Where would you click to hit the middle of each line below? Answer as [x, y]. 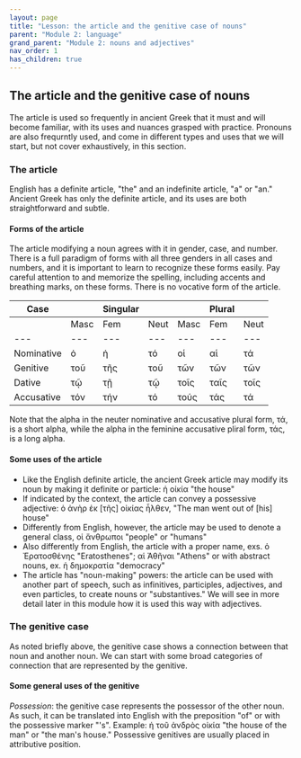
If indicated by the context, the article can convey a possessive [139, 498]
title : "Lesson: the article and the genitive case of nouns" [128, 26]
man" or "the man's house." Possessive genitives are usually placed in [139, 735]
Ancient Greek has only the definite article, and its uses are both [128, 199]
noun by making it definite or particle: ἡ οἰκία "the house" [128, 489]
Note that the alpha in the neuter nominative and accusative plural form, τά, [149, 420]
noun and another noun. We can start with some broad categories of [136, 655]
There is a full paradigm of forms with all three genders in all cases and [141, 258]
